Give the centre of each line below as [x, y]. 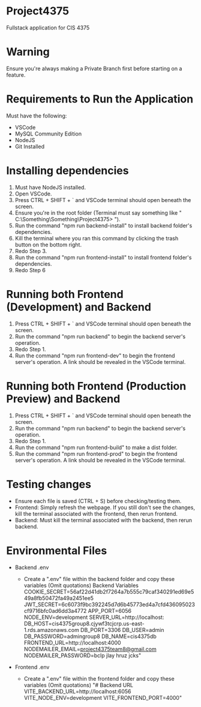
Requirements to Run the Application [100, 99]
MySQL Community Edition [48, 134]
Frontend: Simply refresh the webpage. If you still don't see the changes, [105, 507]
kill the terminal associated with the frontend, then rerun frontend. [96, 513]
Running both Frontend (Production [96, 386]
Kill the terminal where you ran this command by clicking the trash [97, 238]
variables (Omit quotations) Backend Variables [81, 585]
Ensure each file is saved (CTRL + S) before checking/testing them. [98, 501]
